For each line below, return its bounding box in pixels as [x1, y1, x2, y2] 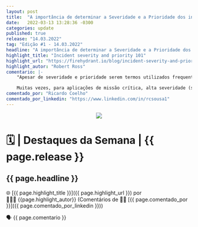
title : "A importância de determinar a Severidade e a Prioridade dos [6, 14, 186, 20]
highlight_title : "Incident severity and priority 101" [6, 52, 146, 58]
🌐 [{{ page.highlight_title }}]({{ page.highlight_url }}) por [6, 189, 142, 196]
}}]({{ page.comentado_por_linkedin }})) [6, 202, 103, 209]
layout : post [6, 8, 38, 15]
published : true [6, 31, 46, 37]
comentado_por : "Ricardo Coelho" [6, 91, 88, 97]
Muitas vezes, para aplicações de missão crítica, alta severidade [16, 85, 186, 91]
